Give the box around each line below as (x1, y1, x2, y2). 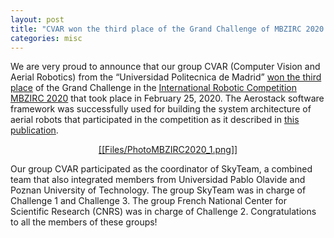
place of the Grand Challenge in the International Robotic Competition (10, 82, 297, 94)
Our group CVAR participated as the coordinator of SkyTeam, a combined (10, 163, 313, 175)
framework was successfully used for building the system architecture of (10, 103, 312, 115)
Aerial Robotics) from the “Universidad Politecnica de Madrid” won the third (10, 71, 322, 83)
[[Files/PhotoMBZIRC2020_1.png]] (98, 144, 238, 156)
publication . (10, 124, 59, 136)
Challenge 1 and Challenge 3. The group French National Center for (10, 195, 288, 207)
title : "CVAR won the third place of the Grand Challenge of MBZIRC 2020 (10, 24, 325, 34)
